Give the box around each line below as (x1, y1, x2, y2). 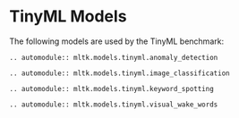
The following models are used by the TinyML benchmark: (9, 36, 225, 46)
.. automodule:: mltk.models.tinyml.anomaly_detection (9, 53, 218, 62)
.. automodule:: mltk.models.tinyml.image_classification (9, 69, 230, 78)
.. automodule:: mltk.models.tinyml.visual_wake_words (9, 100, 218, 109)
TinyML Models (9, 6, 127, 27)
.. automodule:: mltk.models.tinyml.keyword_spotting (9, 84, 215, 93)
